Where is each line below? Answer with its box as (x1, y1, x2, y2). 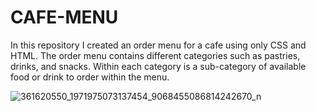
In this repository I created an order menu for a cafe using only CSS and (10, 39, 307, 51)
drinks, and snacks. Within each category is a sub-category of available (10, 60, 307, 72)
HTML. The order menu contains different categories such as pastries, (10, 49, 301, 61)
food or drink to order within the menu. (10, 71, 170, 83)
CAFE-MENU (10, 6, 119, 29)
